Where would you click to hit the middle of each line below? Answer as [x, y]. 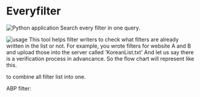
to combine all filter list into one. [46, 77]
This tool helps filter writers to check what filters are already [104, 39]
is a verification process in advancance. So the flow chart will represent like [100, 58]
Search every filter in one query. [100, 28]
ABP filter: [19, 88]
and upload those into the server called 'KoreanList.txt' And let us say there [100, 52]
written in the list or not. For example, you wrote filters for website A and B [99, 46]
